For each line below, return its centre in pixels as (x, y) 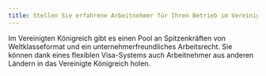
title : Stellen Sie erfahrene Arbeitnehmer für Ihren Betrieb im (118, 15)
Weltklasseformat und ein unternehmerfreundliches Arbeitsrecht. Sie (120, 46)
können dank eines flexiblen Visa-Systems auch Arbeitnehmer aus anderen (131, 55)
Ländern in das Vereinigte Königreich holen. (80, 63)
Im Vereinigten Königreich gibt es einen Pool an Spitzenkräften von (117, 38)
